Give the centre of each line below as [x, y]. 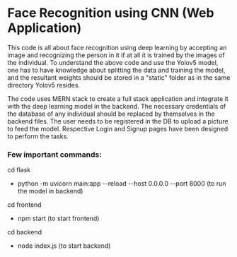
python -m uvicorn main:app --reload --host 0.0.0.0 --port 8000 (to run [122, 184]
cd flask [19, 170]
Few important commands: [54, 155]
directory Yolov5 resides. [44, 85]
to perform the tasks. [38, 136]
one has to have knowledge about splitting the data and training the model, [116, 70]
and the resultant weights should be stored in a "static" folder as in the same [119, 77]
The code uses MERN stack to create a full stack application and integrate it [118, 98]
